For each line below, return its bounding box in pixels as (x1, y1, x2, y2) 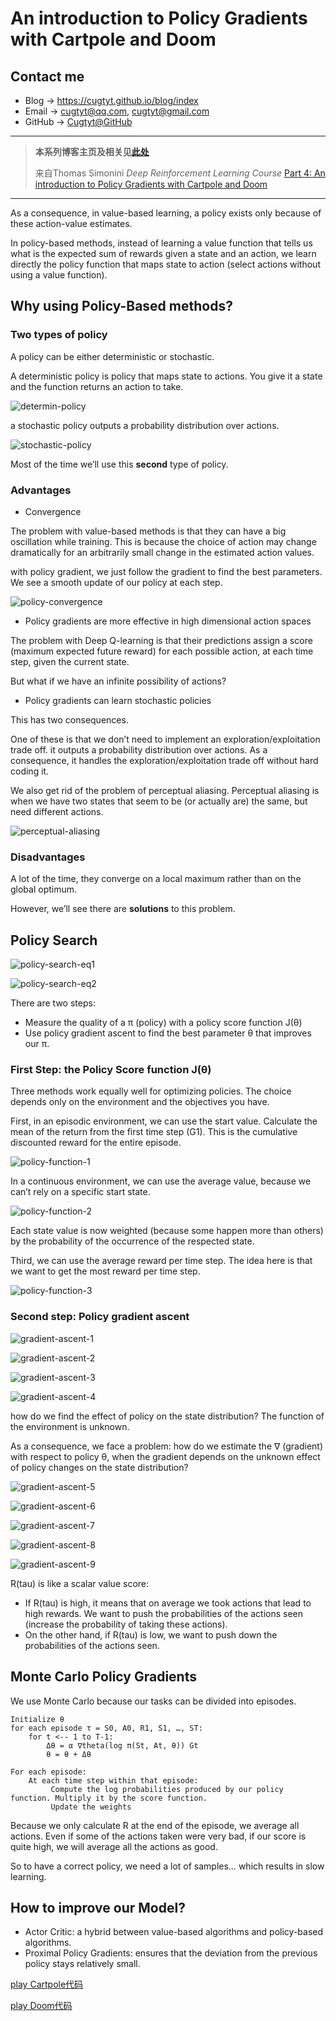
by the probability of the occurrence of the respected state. (10, 1235, 255, 1247)
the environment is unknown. (10, 1420, 130, 1432)
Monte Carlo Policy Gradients (10, 1668, 197, 1686)
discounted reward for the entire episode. (10, 1137, 182, 1149)
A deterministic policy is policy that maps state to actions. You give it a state (10, 370, 323, 382)
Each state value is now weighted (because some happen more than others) (10, 1225, 324, 1237)
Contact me (10, 68, 85, 85)
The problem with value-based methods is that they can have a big (10, 525, 287, 537)
